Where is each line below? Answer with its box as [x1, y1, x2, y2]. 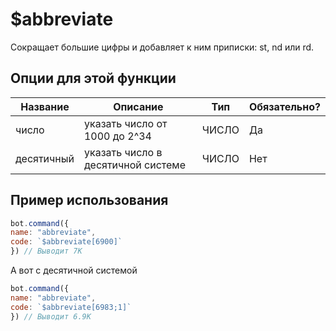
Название [20, 99, 70, 113]
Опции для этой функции [10, 70, 177, 87]
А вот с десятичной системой [10, 264, 138, 277]
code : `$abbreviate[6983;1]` [10, 302, 132, 312]
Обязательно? [248, 99, 321, 113]
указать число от [83, 116, 168, 130]
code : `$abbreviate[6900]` [10, 237, 123, 247]
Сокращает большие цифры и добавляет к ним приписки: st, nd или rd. [10, 41, 315, 53]
